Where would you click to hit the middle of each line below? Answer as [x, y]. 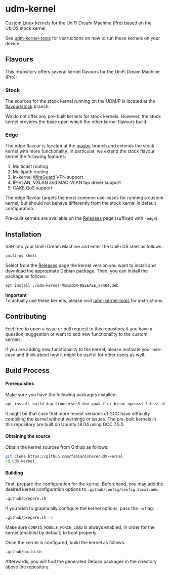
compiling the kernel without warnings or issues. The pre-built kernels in [81, 419]
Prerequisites [20, 384]
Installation [23, 234]
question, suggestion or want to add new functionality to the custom [76, 334]
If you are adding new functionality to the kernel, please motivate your [78, 349]
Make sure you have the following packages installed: [61, 395]
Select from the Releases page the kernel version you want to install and [80, 265]
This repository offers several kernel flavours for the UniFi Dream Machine [83, 71]
